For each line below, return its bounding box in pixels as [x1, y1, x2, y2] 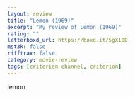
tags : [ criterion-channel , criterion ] [7, 63, 122, 70]
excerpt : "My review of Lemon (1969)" [7, 23, 122, 30]
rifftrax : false [7, 50, 55, 57]
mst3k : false [7, 43, 46, 50]
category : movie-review [7, 57, 78, 64]
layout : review [7, 10, 52, 18]
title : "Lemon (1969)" [7, 17, 74, 24]
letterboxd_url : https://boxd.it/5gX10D [7, 37, 129, 44]
